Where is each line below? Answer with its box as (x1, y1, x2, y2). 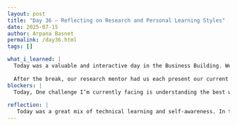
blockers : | (7, 82, 42, 89)
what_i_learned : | (7, 56, 61, 63)
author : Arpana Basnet (7, 30, 74, 37)
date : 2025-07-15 (7, 23, 59, 30)
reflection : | (7, 101, 49, 109)
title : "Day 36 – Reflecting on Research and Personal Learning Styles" (7, 17, 226, 24)
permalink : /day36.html (7, 37, 78, 44)
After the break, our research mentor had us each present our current (13, 75, 229, 82)
